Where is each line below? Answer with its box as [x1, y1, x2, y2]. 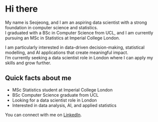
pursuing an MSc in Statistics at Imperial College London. [5, 35, 120, 41]
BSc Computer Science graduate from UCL [12, 92, 99, 98]
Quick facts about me [5, 74, 72, 82]
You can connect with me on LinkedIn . [5, 112, 82, 118]
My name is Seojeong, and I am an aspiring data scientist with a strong [5, 19, 147, 25]
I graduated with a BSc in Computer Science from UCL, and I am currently [5, 30, 154, 35]
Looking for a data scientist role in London [12, 97, 97, 103]
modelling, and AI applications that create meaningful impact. [5, 50, 128, 55]
